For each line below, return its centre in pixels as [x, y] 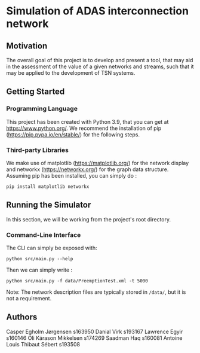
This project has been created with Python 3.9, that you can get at [87, 121]
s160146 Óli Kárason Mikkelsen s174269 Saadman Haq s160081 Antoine [94, 338]
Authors [22, 317]
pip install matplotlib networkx [48, 187]
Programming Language [42, 109]
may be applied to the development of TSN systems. [71, 73]
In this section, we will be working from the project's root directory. [89, 219]
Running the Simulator [49, 205]
